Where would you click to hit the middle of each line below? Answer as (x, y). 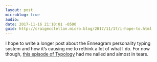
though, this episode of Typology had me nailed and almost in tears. (77, 54)
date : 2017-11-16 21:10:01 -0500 (41, 24)
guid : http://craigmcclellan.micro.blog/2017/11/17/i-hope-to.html (79, 29)
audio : (12, 19)
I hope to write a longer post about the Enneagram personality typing (78, 43)
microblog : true (23, 15)
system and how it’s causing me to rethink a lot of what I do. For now (77, 49)
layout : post (19, 10)
